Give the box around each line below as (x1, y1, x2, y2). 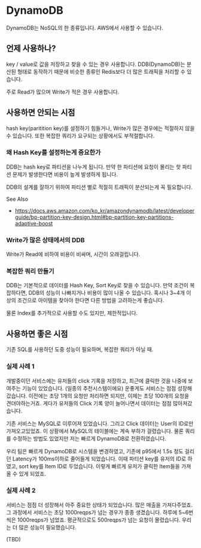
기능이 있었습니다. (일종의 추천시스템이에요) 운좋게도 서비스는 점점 (22, 384, 176, 392)
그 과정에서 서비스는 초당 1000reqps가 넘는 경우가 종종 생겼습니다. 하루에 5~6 (6, 508, 189, 516)
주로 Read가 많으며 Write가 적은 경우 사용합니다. (6, 88, 120, 95)
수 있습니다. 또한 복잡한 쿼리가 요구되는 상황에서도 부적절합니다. (6, 132, 155, 139)
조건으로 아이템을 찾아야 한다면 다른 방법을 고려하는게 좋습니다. (17, 297, 165, 304)
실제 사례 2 (6, 486, 36, 495)
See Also (6, 195, 29, 203)
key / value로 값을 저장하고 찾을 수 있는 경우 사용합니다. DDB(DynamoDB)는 (6, 61, 185, 68)
